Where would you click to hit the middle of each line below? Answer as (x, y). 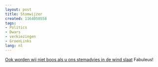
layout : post (18, 9)
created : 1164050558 (26, 18)
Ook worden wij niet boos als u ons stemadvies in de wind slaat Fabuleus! (79, 59)
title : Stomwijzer (24, 14)
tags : (11, 23)
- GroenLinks (18, 41)
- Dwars (13, 32)
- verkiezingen (21, 37)
